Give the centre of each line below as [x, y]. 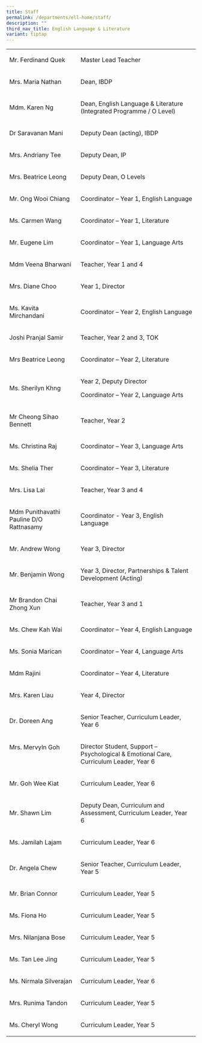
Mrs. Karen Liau [32, 695]
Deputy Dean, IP [103, 155]
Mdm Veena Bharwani [40, 264]
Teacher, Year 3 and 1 [112, 604]
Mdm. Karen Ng [32, 107]
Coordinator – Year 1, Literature [125, 221]
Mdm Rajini [25, 674]
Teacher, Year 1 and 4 [112, 264]
